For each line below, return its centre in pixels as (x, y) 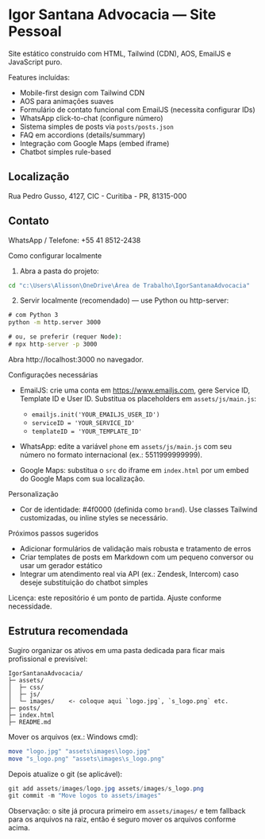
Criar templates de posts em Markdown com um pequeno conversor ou (136, 557)
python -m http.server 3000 (55, 323)
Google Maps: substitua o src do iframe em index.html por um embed (134, 470)
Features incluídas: (39, 77)
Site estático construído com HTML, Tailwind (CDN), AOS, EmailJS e (120, 53)
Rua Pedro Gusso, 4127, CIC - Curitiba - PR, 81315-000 (98, 195)
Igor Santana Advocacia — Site (112, 15)
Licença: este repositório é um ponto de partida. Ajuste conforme (115, 597)
